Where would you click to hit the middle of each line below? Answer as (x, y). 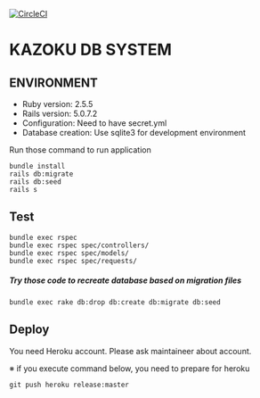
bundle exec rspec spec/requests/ (73, 261)
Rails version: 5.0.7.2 (60, 113)
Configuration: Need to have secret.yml (94, 123)
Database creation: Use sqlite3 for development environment (134, 133)
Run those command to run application (80, 150)
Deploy (29, 330)
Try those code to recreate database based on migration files (126, 280)
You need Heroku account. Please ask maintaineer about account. (130, 351)
